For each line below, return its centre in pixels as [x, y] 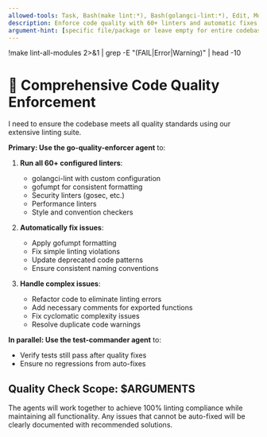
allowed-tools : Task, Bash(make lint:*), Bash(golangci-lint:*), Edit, [129, 15]
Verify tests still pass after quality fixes [83, 355]
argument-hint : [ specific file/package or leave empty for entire [120, 30]
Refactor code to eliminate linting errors [97, 300]
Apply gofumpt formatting [74, 243]
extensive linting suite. [45, 133]
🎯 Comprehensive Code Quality [114, 85]
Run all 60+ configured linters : [71, 163]
